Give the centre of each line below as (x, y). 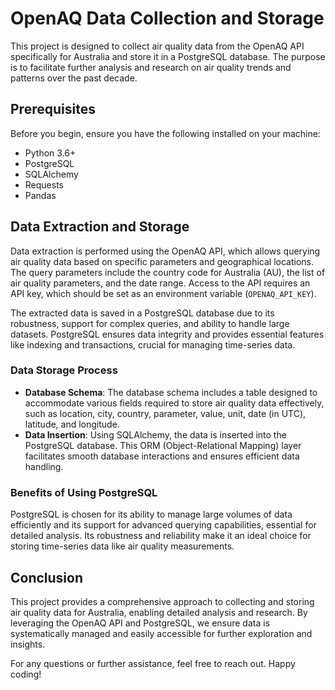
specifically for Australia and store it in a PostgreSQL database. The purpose (168, 56)
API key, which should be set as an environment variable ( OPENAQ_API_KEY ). (163, 293)
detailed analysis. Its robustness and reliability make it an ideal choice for (161, 536)
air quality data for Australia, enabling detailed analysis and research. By (159, 612)
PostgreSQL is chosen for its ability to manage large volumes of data (151, 514)
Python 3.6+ (50, 153)
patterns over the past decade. (74, 78)
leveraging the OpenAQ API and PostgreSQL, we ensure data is (140, 623)
